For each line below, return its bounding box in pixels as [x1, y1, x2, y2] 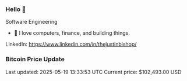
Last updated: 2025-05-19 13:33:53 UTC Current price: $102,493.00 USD [5, 68, 182, 75]
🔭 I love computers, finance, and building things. [13, 30, 130, 36]
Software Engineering [5, 19, 58, 25]
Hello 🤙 [5, 5, 26, 13]
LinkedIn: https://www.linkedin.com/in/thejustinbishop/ [5, 41, 137, 48]
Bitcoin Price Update [5, 55, 65, 63]
